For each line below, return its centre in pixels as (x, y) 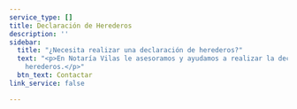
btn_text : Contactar (55, 75)
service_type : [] (41, 17)
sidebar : (25, 42)
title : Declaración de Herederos (71, 26)
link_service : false (47, 83)
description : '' (39, 34)
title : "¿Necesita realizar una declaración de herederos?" (130, 51)
